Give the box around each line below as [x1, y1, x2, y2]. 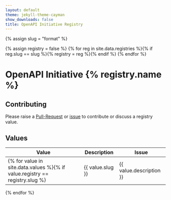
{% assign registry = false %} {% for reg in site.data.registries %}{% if [5, 45, 153, 52]
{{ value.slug [83, 164, 114, 171]
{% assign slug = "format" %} [5, 36, 68, 42]
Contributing [5, 100, 47, 109]
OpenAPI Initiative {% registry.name [5, 69, 162, 81]
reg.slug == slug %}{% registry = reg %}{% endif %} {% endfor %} [5, 51, 147, 57]
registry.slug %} [8, 177, 46, 184]
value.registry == [8, 170, 49, 178]
